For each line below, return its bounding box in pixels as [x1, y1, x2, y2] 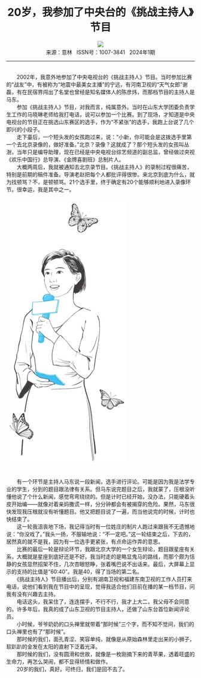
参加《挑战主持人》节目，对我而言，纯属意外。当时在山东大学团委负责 [16, 103, 190, 110]
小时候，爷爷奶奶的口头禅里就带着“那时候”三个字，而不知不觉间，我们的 [16, 620, 194, 628]
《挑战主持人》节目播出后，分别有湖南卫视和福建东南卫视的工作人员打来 [16, 575, 193, 583]
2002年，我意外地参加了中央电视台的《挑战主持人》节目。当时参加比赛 [16, 73, 193, 80]
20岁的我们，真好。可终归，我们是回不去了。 [16, 665, 129, 673]
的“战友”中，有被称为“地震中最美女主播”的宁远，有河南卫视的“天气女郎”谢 [6, 80, 188, 88]
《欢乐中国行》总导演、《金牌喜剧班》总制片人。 [6, 155, 124, 163]
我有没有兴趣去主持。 [6, 590, 59, 598]
